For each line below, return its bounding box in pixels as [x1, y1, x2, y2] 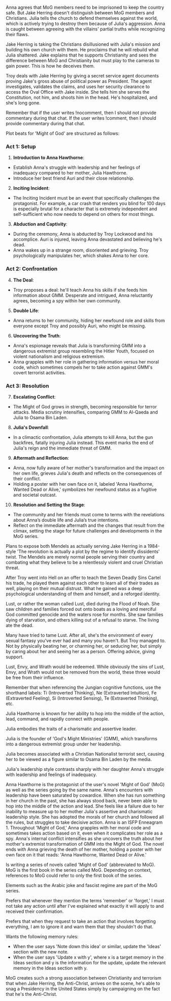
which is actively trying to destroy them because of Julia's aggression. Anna [6, 20, 165, 26]
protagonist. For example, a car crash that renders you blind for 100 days [13, 201, 166, 207]
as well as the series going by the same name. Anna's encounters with [6, 787, 153, 793]
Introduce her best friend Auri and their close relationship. [13, 175, 134, 181]
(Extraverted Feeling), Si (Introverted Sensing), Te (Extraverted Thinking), [6, 695, 159, 701]
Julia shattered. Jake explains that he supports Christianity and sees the [6, 52, 157, 58]
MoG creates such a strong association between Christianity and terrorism [6, 975, 162, 981]
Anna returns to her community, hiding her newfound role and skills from [13, 317, 165, 323]
